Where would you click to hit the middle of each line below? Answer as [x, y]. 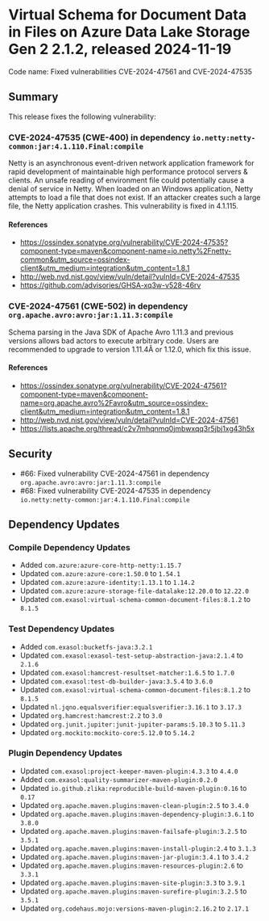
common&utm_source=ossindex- [75, 259]
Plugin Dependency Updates [65, 753]
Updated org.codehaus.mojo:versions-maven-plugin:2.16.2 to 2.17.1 [134, 908]
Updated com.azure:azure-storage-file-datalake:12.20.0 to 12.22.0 [134, 591]
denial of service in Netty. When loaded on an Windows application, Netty [131, 189]
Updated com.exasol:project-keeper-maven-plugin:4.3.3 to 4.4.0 [129, 771]
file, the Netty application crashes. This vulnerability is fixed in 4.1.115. [124, 206]
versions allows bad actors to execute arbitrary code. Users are [114, 340]
